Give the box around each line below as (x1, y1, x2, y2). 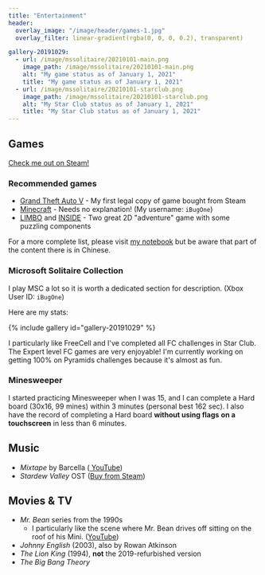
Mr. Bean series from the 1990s (19, 515, 123, 525)
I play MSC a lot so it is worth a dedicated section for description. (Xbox (8, 284, 244, 293)
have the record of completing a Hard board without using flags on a (8, 409, 236, 419)
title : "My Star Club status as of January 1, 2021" (22, 108, 201, 115)
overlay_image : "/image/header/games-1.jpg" (15, 26, 166, 34)
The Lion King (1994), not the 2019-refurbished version (19, 549, 201, 558)
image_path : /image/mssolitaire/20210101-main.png (22, 63, 194, 72)
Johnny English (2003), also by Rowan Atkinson (19, 541, 177, 550)
